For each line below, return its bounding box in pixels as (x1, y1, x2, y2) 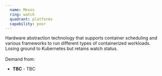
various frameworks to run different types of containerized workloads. (5, 40, 151, 46)
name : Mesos (10, 7, 35, 12)
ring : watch (10, 12, 35, 17)
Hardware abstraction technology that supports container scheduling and (5, 35, 157, 41)
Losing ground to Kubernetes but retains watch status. (5, 45, 118, 51)
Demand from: (5, 56, 35, 62)
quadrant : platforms (10, 16, 53, 21)
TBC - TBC (12, 66, 36, 72)
